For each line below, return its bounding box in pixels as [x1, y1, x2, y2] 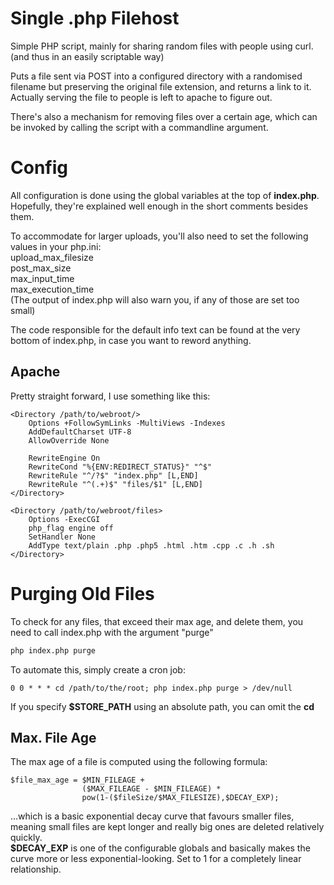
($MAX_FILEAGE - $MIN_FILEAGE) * [81, 784, 222, 794]
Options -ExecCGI [28, 514, 101, 524]
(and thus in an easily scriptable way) [10, 50, 165, 62]
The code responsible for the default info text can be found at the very [10, 323, 301, 336]
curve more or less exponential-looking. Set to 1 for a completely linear [10, 853, 302, 865]
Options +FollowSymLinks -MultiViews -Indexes [28, 418, 226, 428]
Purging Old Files [10, 582, 155, 605]
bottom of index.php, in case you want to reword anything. [10, 334, 252, 346]
